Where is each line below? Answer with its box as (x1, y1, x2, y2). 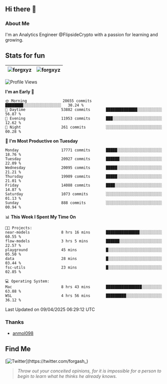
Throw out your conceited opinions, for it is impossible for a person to (17, 367, 161, 374)
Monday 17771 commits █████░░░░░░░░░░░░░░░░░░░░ (5, 148, 162, 153)
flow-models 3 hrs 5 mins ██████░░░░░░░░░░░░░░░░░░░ (5, 238, 162, 243)
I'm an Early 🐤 (5, 88, 34, 94)
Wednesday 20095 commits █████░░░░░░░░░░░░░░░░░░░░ (5, 165, 162, 170)
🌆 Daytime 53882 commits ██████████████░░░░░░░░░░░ (5, 107, 162, 112)
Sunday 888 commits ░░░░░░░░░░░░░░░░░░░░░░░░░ (5, 200, 162, 205)
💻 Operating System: (5, 279, 50, 284)
